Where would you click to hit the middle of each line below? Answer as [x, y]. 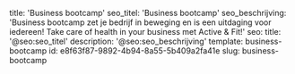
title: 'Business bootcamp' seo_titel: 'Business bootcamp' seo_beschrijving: [148, 13]
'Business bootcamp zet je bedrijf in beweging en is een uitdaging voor [140, 22]
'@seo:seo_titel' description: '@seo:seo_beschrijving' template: [126, 41]
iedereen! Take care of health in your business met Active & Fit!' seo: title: [145, 32]
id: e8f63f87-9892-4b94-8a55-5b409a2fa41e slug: [144, 51]
